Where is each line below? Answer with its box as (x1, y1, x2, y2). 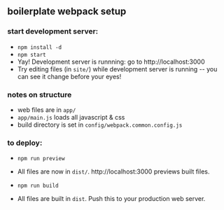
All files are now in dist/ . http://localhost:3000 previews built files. (17, 167, 210, 176)
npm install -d (17, 43, 62, 51)
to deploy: (7, 138, 43, 148)
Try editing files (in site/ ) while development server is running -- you (17, 64, 218, 73)
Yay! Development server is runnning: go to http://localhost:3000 (17, 57, 205, 66)
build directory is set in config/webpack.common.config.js (17, 120, 183, 129)
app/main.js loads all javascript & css (17, 113, 125, 121)
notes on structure (7, 90, 72, 99)
